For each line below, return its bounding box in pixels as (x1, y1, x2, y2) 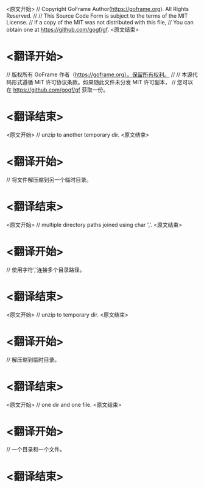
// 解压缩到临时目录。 (6, 356, 60, 363)
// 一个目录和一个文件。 (6, 446, 66, 453)
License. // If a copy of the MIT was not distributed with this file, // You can (6, 19, 194, 26)
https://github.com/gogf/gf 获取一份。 (13, 86, 108, 93)
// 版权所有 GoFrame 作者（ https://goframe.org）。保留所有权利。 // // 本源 (6, 71, 193, 78)
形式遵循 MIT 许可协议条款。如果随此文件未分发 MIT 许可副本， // (11, 78, 176, 85)
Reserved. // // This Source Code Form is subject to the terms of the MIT (6, 12, 188, 20)
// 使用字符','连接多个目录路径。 (6, 266, 85, 273)
